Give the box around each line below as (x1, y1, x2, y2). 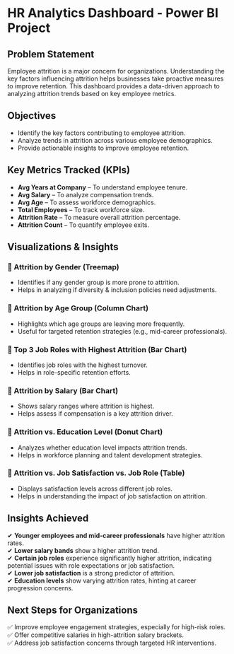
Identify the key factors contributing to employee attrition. (17, 129, 186, 137)
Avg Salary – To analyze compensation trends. (17, 190, 154, 199)
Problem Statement (7, 48, 95, 60)
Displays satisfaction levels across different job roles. (17, 484, 173, 493)
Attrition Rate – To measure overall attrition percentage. (17, 213, 181, 221)
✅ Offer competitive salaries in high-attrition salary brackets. (7, 631, 184, 639)
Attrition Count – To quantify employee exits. (17, 221, 150, 229)
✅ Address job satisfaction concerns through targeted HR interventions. (7, 638, 217, 648)
